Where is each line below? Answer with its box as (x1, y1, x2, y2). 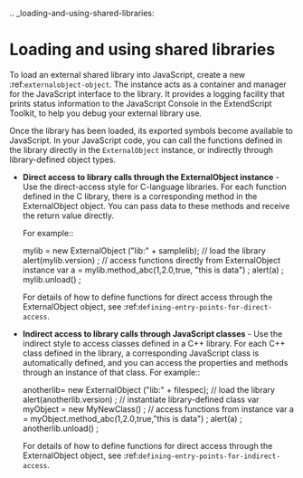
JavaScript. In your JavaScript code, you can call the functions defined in (9, 135, 283, 146)
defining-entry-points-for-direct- (138, 302, 273, 311)
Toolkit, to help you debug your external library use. (9, 108, 202, 119)
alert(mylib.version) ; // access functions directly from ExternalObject (22, 254, 281, 265)
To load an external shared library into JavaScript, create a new (9, 69, 246, 80)
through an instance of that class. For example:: (22, 367, 201, 378)
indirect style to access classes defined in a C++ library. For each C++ (22, 338, 286, 349)
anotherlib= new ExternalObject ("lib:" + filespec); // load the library (22, 384, 276, 395)
